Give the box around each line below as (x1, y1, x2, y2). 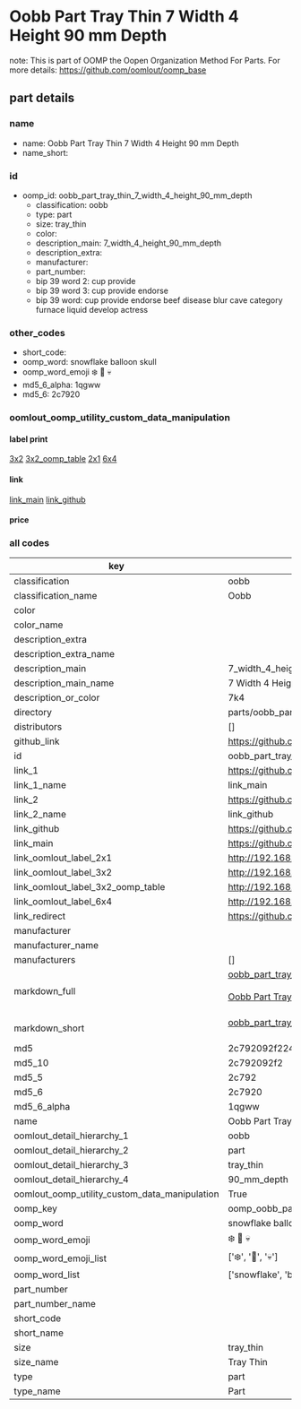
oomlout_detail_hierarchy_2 (13, 1145, 129, 1157)
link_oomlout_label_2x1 (13, 851, 113, 864)
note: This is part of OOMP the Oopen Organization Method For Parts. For (9, 55, 280, 65)
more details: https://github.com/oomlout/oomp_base (9, 65, 207, 75)
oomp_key (13, 1203, 58, 1215)
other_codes (9, 326, 65, 339)
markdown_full (13, 985, 76, 998)
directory (13, 706, 52, 719)
